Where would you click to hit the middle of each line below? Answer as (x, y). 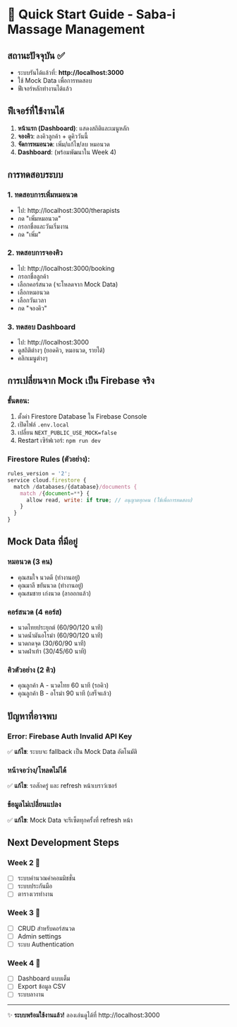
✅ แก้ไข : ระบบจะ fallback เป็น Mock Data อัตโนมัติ (72, 752)
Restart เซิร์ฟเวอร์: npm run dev (59, 440)
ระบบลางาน (31, 994)
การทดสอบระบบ (35, 175)
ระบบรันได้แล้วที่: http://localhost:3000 (71, 72)
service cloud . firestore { (47, 480)
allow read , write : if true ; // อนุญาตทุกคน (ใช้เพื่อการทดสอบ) (110, 500)
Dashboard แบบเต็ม (44, 978)
